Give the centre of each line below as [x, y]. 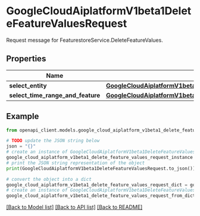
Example [23, 116]
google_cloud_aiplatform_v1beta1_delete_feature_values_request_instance [100, 158]
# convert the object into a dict [49, 179]
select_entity [28, 86]
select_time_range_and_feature [55, 95]
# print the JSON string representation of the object [76, 163]
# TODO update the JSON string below [53, 141]
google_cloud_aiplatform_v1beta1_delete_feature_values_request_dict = [97, 185]
